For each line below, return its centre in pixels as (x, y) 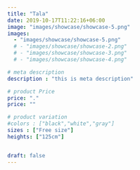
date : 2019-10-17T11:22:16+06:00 (56, 20)
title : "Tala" (28, 14)
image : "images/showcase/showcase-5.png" (69, 27)
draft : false (26, 155)
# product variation (38, 117)
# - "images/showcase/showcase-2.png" (71, 46)
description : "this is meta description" (70, 79)
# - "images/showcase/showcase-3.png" (71, 53)
